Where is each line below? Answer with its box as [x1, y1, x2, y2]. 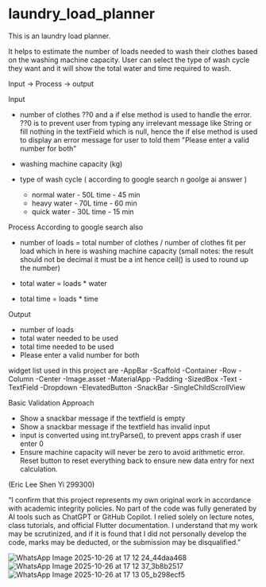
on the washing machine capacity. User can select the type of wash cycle [8, 55, 250, 65]
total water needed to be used [19, 333, 119, 342]
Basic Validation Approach [8, 397, 94, 407]
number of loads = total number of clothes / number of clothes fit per [19, 237, 246, 247]
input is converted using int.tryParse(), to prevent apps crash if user [19, 430, 242, 440]
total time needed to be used [19, 342, 114, 351]
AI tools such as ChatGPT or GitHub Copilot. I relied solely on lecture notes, [8, 511, 255, 522]
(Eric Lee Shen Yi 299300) [8, 479, 95, 489]
